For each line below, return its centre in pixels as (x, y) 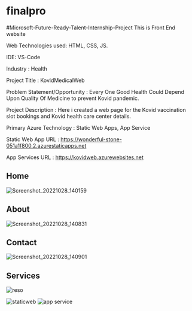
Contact (22, 243)
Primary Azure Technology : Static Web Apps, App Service (78, 127)
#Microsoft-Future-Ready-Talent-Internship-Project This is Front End (91, 28)
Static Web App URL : (33, 139)
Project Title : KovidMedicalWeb (45, 80)
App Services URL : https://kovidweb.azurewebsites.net (75, 157)
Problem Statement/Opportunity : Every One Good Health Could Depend (95, 92)
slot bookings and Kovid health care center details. (69, 116)
